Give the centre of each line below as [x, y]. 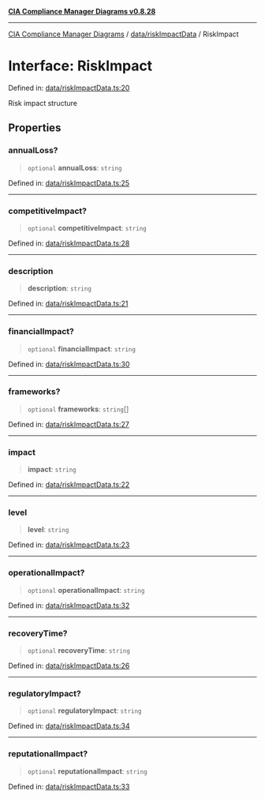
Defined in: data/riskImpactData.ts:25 [69, 183]
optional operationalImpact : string [86, 590]
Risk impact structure [43, 103]
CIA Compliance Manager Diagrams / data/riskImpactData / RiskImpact [123, 34]
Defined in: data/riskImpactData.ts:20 [69, 88]
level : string [48, 530]
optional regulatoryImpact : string [84, 711]
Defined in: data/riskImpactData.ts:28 [69, 243]
